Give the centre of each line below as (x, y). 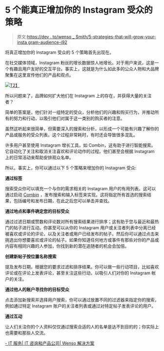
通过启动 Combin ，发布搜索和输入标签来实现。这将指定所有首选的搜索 (76, 195)
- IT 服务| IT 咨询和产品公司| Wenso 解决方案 (50, 343)
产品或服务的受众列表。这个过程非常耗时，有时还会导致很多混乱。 (71, 134)
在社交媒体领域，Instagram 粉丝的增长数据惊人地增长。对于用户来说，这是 (80, 63)
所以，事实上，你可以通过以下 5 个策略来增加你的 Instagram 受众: (71, 168)
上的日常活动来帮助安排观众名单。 (39, 157)
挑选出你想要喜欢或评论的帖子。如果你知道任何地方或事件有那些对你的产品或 (82, 240)
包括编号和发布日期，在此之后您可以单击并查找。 (63, 200)
